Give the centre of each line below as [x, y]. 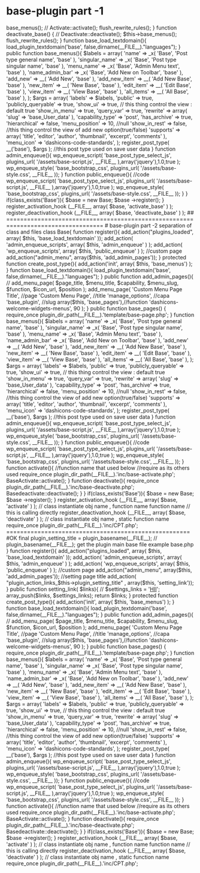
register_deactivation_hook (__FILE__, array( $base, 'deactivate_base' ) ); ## [100, 213]
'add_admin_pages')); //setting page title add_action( [71, 576]
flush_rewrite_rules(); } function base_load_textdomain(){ [76, 40]
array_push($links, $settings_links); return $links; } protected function [92, 595]
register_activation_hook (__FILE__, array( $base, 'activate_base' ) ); [90, 206]
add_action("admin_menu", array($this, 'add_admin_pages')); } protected [96, 257]
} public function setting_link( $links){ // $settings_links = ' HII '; [83, 589]
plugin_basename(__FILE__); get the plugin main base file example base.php [100, 544]
